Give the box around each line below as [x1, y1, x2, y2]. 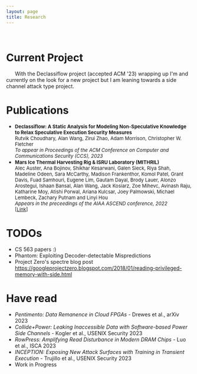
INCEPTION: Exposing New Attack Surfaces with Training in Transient [14, 349, 185, 356]
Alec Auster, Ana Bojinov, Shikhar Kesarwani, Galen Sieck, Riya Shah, [14, 165, 171, 171]
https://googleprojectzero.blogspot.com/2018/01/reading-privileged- [14, 264, 182, 272]
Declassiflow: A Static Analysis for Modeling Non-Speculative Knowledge [14, 123, 187, 130]
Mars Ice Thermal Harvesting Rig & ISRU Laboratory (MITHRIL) [14, 159, 159, 166]
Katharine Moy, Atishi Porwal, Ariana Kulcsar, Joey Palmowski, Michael [14, 188, 175, 195]
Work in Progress [14, 361, 57, 368]
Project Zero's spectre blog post [14, 259, 93, 266]
